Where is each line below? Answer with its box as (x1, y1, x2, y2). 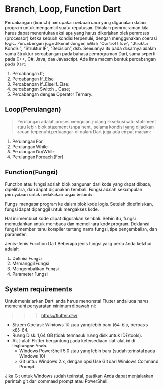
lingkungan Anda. (12, 343, 48, 349)
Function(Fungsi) (5, 168, 58, 176)
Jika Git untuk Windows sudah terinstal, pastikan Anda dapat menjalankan (5, 373, 154, 379)
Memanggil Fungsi (12, 260, 50, 266)
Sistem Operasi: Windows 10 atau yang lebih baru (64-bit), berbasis (12, 322, 148, 328)
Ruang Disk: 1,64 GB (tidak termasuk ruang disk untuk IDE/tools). (12, 332, 143, 338)
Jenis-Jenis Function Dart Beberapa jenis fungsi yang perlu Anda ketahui (5, 240, 152, 246)
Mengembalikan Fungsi (12, 265, 59, 272)
